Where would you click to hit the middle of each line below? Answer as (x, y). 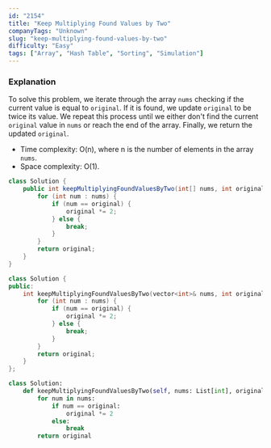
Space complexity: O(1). (60, 167)
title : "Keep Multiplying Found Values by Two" (90, 23)
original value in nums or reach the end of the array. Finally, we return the (130, 125)
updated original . (39, 133)
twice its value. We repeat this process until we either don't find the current (133, 116)
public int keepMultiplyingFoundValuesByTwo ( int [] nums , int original (144, 189)
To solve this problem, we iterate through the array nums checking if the (126, 99)
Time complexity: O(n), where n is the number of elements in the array (137, 150)
